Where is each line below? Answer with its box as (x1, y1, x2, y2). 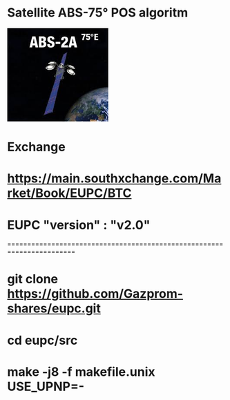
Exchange (7, 140, 66, 155)
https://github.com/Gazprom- (7, 286, 184, 302)
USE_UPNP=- (7, 379, 85, 394)
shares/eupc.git (7, 301, 102, 316)
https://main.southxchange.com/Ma (7, 171, 222, 187)
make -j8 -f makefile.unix (7, 364, 155, 379)
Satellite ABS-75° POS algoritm (7, 5, 189, 21)
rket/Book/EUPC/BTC (7, 185, 132, 201)
